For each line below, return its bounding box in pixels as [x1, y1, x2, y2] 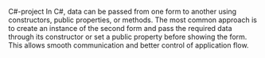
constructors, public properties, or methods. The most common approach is [8, 15, 257, 25]
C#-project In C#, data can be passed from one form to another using [8, 7, 237, 16]
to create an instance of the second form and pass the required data [8, 24, 232, 33]
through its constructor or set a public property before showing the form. [8, 32, 247, 41]
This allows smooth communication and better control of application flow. [8, 41, 249, 50]
